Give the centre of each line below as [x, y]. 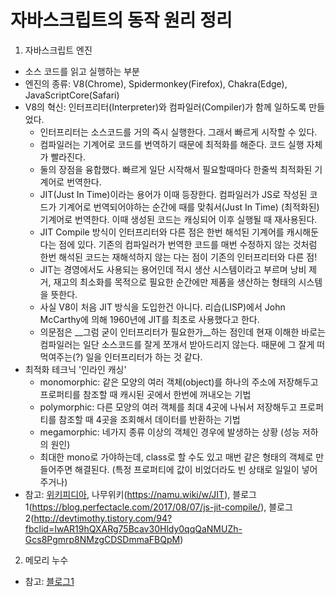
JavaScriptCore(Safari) [72, 95]
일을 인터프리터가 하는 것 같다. [144, 357]
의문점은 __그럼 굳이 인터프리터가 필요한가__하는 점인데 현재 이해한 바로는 [182, 332]
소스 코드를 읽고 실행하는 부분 [82, 71]
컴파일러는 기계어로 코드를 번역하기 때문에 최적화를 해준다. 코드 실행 [172, 144]
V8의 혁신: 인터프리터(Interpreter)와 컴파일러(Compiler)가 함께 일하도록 [165, 107]
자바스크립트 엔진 [58, 50]
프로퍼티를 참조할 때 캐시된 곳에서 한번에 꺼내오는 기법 [145, 394]
